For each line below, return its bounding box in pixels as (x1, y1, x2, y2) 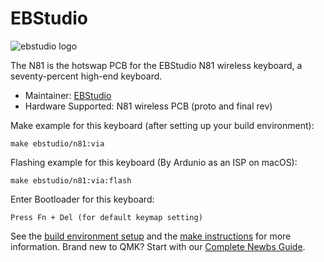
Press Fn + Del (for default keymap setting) (10, 212, 203, 222)
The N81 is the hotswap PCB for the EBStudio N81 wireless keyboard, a (10, 59, 303, 71)
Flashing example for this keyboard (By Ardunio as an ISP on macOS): (10, 156, 298, 168)
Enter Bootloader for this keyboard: (10, 193, 155, 205)
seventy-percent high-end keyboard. (10, 70, 163, 82)
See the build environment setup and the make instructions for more (10, 230, 292, 242)
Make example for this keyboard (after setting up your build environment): (10, 119, 315, 131)
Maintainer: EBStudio (24, 89, 112, 101)
